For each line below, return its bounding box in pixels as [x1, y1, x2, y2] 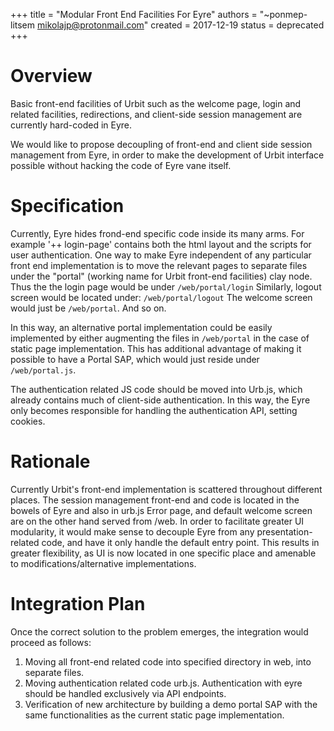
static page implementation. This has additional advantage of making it [10, 342, 302, 354]
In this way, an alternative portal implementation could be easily [10, 321, 273, 333]
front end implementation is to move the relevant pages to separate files [10, 259, 308, 271]
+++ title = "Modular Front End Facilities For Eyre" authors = [10, 9, 258, 20]
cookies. [10, 415, 46, 427]
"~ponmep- [259, 9, 308, 20]
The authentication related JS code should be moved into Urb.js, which [10, 383, 303, 395]
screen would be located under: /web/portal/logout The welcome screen [10, 291, 313, 303]
